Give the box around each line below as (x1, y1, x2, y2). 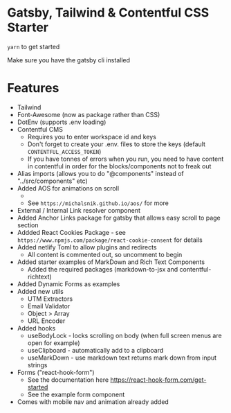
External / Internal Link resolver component (17, 206, 140, 214)
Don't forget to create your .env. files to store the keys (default (27, 140, 205, 148)
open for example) (27, 338, 80, 347)
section (17, 220, 39, 229)
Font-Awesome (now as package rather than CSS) (17, 110, 160, 118)
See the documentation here (27, 376, 109, 384)
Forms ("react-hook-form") (17, 368, 95, 376)
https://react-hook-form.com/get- (110, 376, 207, 384)
